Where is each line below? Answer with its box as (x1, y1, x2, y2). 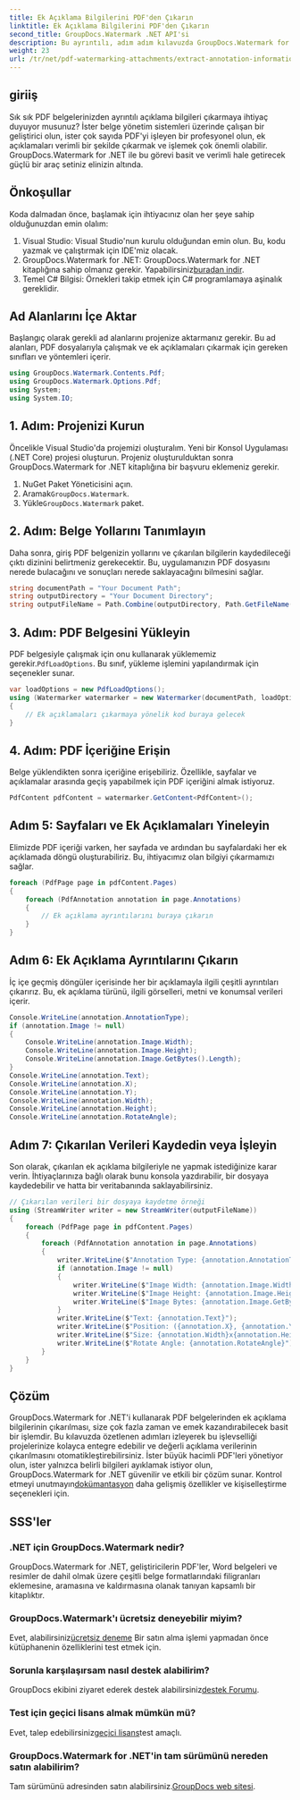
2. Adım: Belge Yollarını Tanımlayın (9, 524, 206, 539)
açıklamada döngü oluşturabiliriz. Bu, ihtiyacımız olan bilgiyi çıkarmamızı (9, 851, 275, 862)
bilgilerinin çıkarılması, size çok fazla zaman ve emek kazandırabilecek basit (9, 1422, 288, 1432)
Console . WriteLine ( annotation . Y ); (9, 1087, 138, 1096)
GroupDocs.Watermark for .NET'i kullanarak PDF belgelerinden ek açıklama (9, 1412, 287, 1423)
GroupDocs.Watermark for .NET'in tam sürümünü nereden (9, 1749, 269, 1762)
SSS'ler (9, 1514, 52, 1529)
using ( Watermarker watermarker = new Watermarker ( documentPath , (9, 693, 257, 702)
